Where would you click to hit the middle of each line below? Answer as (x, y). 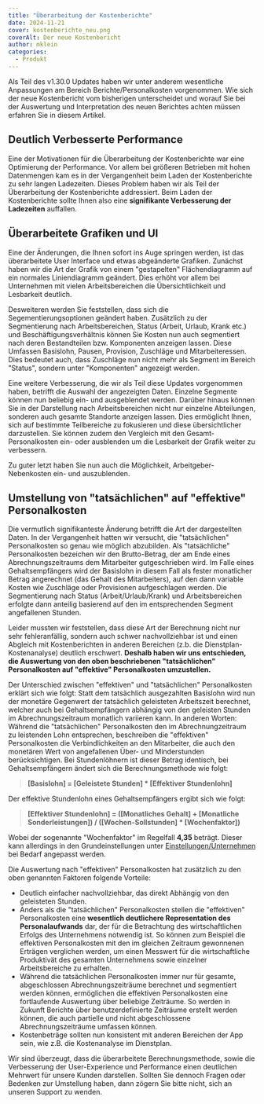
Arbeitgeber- (193, 465)
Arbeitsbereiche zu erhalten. (66, 968)
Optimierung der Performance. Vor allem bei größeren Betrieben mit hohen (129, 167)
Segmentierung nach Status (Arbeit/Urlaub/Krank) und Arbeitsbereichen (125, 596)
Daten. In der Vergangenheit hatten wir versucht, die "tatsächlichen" (119, 537)
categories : (27, 52)
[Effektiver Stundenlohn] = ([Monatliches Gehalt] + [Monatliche (133, 814)
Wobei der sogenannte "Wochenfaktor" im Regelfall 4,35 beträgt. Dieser (125, 838)
